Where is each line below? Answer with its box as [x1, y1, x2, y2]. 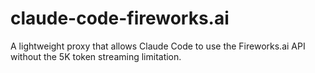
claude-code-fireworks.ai [10, 7, 230, 30]
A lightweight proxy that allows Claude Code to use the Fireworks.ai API [10, 40, 306, 52]
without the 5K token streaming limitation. [10, 50, 182, 62]
